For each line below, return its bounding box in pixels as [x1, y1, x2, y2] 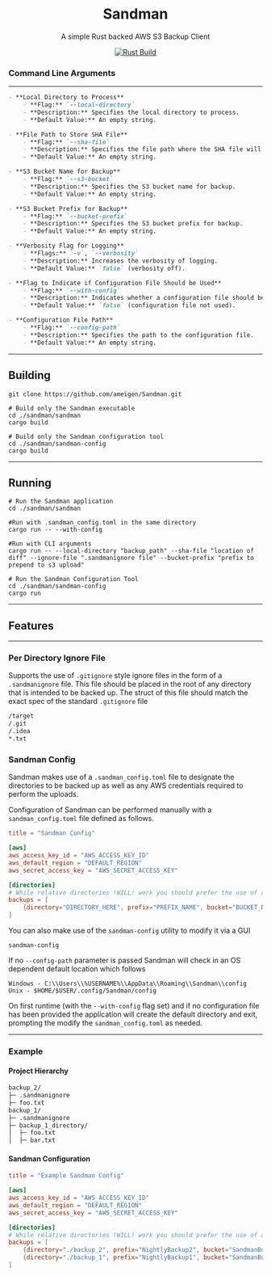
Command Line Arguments [8, 67, 116, 78]
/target [8, 712, 35, 720]
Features [8, 619, 54, 633]
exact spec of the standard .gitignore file [8, 697, 148, 706]
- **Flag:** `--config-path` [23, 324, 121, 332]
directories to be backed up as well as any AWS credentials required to [8, 781, 244, 790]
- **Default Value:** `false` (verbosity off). [23, 264, 186, 272]
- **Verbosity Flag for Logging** [8, 242, 125, 251]
